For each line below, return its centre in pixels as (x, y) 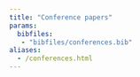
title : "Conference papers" (61, 17)
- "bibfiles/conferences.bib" (77, 42)
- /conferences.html (55, 58)
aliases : (25, 50)
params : (23, 26)
